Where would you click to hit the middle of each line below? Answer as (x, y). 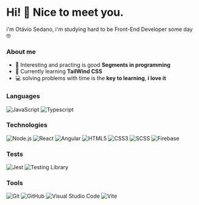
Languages (23, 96)
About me (21, 52)
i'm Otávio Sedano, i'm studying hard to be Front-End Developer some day (100, 29)
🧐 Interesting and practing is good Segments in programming (93, 65)
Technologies (27, 125)
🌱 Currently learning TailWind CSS (58, 72)
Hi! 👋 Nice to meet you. (65, 12)
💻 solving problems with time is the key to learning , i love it (90, 78)
